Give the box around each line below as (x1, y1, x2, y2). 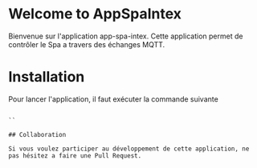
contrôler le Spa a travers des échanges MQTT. (8, 39, 165, 49)
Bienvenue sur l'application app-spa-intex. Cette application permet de (8, 31, 243, 41)
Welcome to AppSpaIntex (8, 5, 182, 23)
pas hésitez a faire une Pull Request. (8, 151, 142, 160)
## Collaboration (8, 130, 67, 138)
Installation (8, 68, 85, 86)
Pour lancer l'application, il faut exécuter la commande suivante (8, 94, 218, 104)
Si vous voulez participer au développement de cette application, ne (8, 145, 250, 153)
